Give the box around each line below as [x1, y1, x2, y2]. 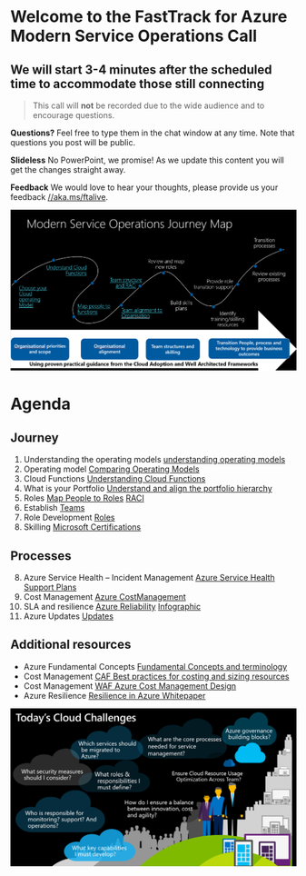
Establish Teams [23, 503, 85, 513]
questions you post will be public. [10, 137, 135, 147]
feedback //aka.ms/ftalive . [10, 192, 108, 202]
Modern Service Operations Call [10, 25, 258, 46]
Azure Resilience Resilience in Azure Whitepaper [23, 690, 206, 701]
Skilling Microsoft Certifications [23, 522, 142, 533]
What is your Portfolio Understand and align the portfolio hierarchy [23, 483, 273, 494]
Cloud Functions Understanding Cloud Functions [23, 473, 206, 484]
